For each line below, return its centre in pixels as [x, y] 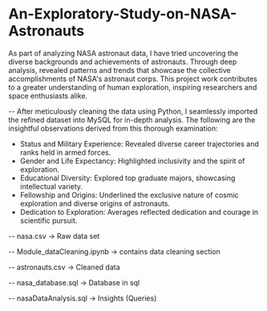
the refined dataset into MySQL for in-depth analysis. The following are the [132, 119]
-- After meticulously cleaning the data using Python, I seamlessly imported [133, 111]
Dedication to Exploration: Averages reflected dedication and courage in [139, 212]
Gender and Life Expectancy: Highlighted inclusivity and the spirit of [132, 160]
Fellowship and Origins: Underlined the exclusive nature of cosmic [129, 195]
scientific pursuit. [49, 220]
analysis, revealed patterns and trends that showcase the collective [119, 70]
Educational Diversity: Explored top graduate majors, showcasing [127, 178]
